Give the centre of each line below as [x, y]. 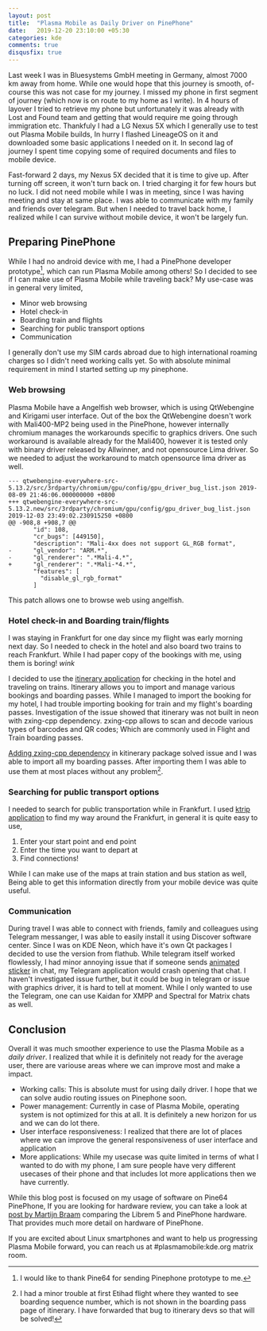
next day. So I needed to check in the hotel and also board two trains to [125, 646]
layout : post [30, 15]
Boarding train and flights [61, 320]
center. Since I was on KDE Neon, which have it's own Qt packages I [120, 946]
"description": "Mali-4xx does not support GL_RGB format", [135, 544]
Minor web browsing [53, 304]
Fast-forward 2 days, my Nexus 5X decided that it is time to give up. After [128, 175]
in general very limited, [46, 288]
